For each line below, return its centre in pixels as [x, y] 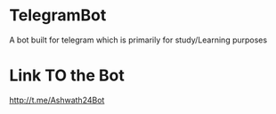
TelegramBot [58, 15]
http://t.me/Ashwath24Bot [57, 100]
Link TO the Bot [67, 76]
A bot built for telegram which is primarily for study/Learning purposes [138, 40]
